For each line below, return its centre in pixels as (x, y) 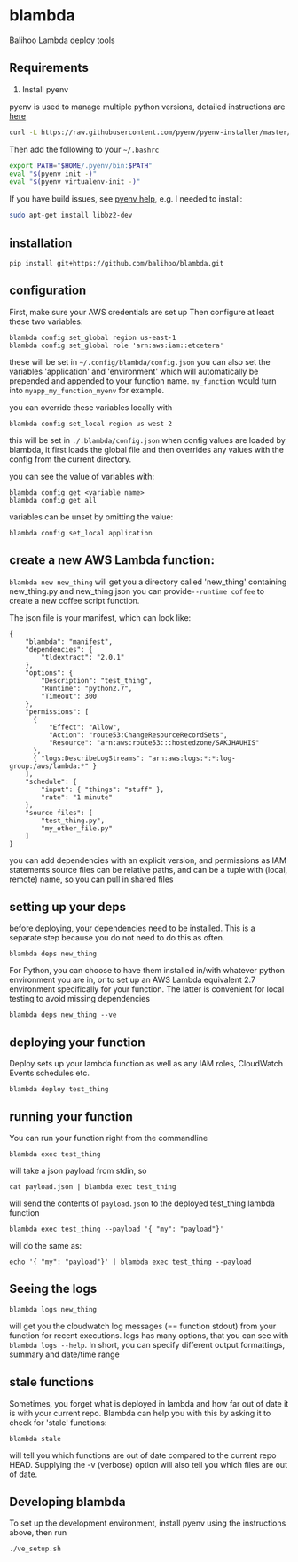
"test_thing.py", (73, 821)
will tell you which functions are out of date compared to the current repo (143, 1455)
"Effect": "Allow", (85, 727)
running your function (71, 1117)
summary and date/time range (64, 1354)
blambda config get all (53, 500)
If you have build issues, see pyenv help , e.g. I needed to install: (126, 199)
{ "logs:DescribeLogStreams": (88, 758)
